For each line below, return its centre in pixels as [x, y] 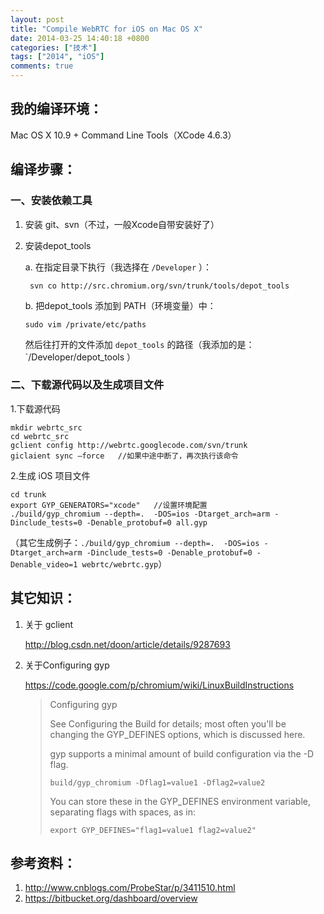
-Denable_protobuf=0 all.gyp [147, 522]
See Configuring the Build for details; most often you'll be [168, 723]
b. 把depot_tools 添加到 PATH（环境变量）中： [120, 305]
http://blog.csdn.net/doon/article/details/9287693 [127, 644]
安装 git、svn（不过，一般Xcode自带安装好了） [122, 224]
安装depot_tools [58, 245]
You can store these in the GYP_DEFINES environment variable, [180, 801]
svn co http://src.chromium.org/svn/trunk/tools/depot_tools [159, 286]
